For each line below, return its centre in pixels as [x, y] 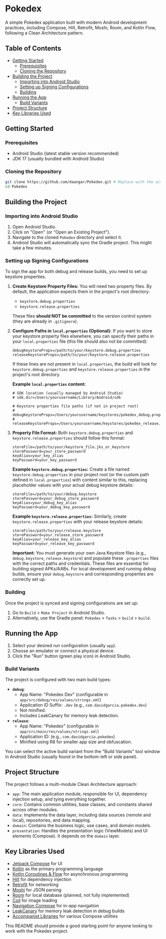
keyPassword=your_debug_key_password [51, 507]
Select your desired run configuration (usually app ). [64, 645]
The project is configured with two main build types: [58, 679]
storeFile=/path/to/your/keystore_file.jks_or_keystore [71, 447]
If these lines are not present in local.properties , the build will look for [84, 364]
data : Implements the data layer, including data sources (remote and [82, 815]
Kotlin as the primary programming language [58, 869]
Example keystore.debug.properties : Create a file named [71, 469]
